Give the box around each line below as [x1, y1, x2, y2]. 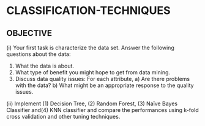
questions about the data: [6, 51, 71, 58]
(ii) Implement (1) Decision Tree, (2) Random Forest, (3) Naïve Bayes [6, 100, 178, 107]
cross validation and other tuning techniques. [6, 113, 121, 120]
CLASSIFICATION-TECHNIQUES [6, 4, 171, 18]
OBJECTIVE [6, 28, 52, 38]
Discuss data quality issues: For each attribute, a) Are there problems [15, 75, 190, 82]
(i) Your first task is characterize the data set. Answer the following [6, 44, 174, 51]
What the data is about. [15, 62, 75, 69]
